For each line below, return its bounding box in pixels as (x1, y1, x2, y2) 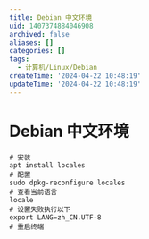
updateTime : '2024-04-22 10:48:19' (9, 80, 142, 89)
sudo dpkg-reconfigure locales (9, 178, 126, 187)
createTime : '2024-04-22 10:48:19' (9, 72, 142, 81)
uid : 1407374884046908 (9, 21, 94, 30)
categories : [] (9, 47, 66, 55)
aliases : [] (9, 38, 54, 47)
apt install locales (9, 160, 87, 170)
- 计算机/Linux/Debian (17, 64, 98, 73)
